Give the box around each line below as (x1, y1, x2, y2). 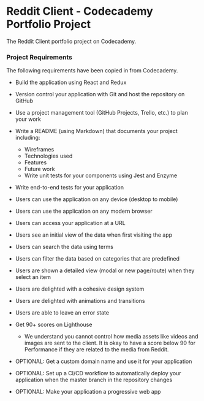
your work (15, 115, 42, 123)
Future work (24, 166, 55, 173)
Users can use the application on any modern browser (15, 207, 153, 215)
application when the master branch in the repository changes (15, 376, 173, 384)
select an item (15, 273, 51, 281)
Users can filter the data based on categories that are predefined (15, 255, 179, 262)
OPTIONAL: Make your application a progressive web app (15, 388, 161, 395)
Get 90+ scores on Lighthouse (15, 321, 93, 329)
